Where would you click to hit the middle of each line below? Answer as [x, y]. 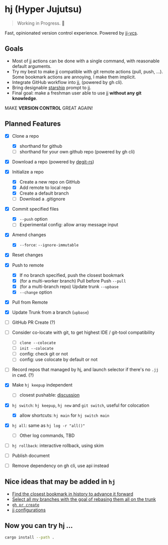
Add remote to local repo [45, 188]
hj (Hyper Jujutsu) [44, 9]
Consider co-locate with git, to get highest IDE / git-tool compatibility [83, 332]
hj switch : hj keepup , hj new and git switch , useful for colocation [80, 405]
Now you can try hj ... [39, 526]
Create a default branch [44, 193]
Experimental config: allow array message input [69, 225]
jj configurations [29, 510]
